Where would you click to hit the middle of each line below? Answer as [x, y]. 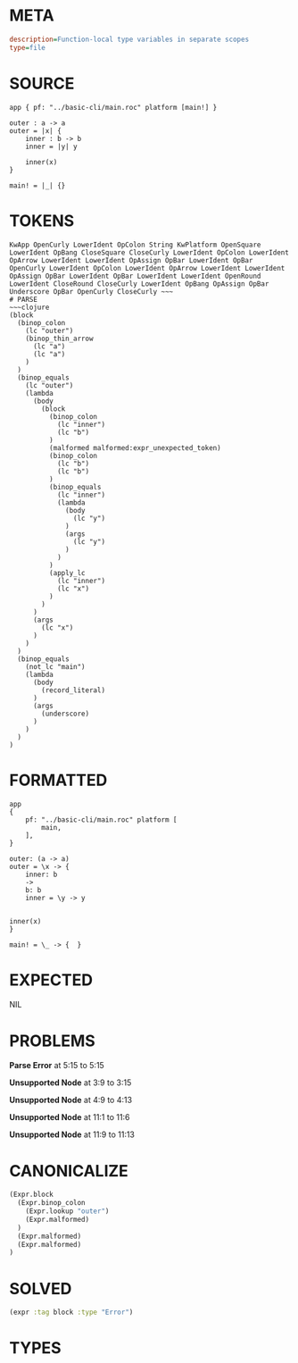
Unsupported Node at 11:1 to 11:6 [70, 1117]
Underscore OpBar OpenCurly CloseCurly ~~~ [91, 291]
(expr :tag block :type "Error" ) [71, 1313]
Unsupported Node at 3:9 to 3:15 [70, 1083]
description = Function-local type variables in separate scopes [129, 39]
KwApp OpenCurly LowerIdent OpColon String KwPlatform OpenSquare [135, 245]
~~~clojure [29, 307]
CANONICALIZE [69, 1171]
